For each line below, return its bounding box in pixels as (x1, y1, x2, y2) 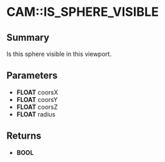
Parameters (6, 70, 58, 81)
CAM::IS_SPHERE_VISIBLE (6, 4, 159, 20)
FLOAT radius (16, 110, 56, 118)
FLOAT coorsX (16, 88, 59, 97)
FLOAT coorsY (16, 95, 58, 103)
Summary (6, 32, 50, 43)
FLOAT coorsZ (16, 103, 58, 111)
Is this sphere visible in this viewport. (6, 50, 112, 58)
